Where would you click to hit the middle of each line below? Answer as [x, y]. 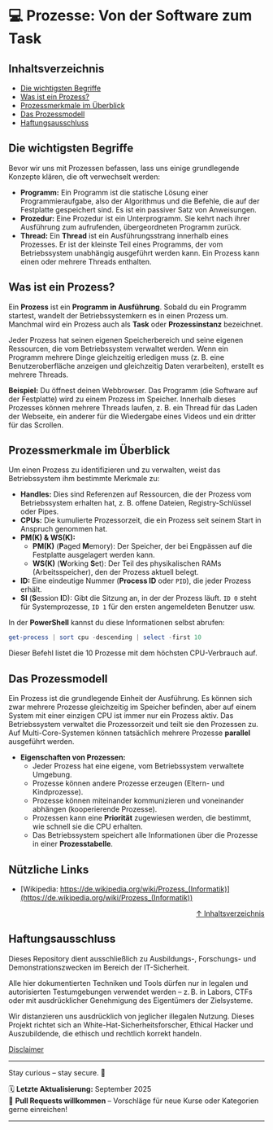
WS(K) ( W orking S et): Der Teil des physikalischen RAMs [127, 563]
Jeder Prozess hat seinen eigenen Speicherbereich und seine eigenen [126, 339]
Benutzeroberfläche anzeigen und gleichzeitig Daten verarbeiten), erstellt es [136, 366]
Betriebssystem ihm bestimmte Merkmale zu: [84, 479]
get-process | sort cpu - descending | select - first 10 [105, 637]
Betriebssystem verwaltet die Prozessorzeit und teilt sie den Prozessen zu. [133, 725]
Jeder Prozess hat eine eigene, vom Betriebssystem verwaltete [138, 766]
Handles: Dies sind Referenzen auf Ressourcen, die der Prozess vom [136, 494]
